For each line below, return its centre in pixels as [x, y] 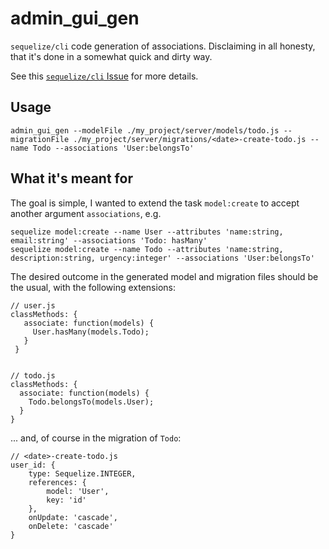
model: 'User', [78, 491]
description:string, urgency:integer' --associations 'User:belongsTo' [162, 258]
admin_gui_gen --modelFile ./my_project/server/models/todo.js [145, 130]
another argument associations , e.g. [86, 213]
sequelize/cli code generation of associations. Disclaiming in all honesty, [163, 46]
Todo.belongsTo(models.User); [91, 402]
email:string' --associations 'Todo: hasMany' [109, 240]
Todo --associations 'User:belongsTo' [113, 148]
